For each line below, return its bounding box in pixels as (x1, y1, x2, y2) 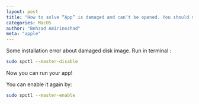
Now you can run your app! (6, 70, 73, 76)
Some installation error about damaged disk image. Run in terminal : (6, 47, 172, 54)
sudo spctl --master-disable (6, 59, 78, 65)
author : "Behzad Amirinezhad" (6, 25, 81, 31)
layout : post (6, 8, 38, 15)
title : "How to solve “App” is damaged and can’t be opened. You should (6, 14, 190, 20)
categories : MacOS (6, 20, 52, 26)
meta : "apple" (6, 31, 41, 37)
